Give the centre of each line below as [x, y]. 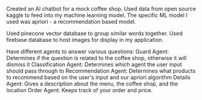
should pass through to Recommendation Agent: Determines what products [101, 71]
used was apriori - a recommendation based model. [71, 22]
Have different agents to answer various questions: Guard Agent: [88, 52]
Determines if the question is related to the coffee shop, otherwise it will [96, 58]
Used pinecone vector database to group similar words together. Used [94, 33]
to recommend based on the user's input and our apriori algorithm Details [98, 77]
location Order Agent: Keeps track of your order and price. [80, 90]
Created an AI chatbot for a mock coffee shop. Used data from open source [101, 9]
